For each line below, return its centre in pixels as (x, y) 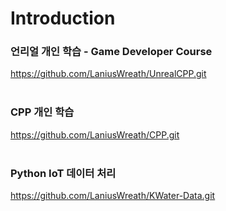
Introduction (63, 18)
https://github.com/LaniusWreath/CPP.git (95, 134)
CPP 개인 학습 (42, 112)
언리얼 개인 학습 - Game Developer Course (111, 52)
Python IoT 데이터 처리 (63, 173)
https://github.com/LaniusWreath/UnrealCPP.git (108, 74)
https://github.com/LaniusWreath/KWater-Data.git (113, 196)
